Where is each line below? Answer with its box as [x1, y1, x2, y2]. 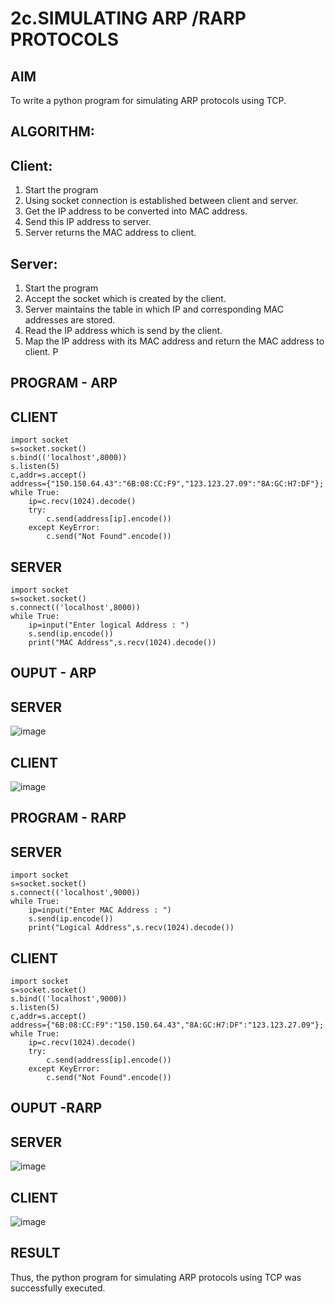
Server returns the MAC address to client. [24, 227, 197, 239]
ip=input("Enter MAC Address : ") [28, 905, 172, 916]
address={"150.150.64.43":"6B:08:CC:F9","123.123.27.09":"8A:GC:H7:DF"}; [10, 479, 325, 489]
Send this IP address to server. [24, 216, 152, 228]
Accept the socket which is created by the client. [24, 293, 227, 305]
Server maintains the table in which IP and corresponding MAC [24, 303, 284, 316]
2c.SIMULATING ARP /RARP [10, 7, 247, 30]
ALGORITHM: [10, 123, 95, 141]
